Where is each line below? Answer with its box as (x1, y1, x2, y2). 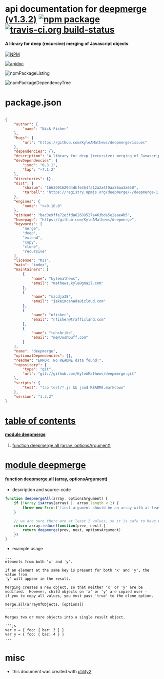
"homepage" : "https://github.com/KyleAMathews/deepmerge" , (14, 217, 137, 222)
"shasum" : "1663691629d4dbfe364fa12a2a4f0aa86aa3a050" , (22, 185, 139, 190)
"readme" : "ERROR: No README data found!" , (14, 358, 104, 363)
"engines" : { (14, 199, 41, 204)
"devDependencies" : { (14, 158, 58, 163)
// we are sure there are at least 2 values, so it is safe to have (14, 518, 156, 523)
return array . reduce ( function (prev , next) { (14, 523, 106, 528)
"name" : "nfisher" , (31, 312, 71, 317)
